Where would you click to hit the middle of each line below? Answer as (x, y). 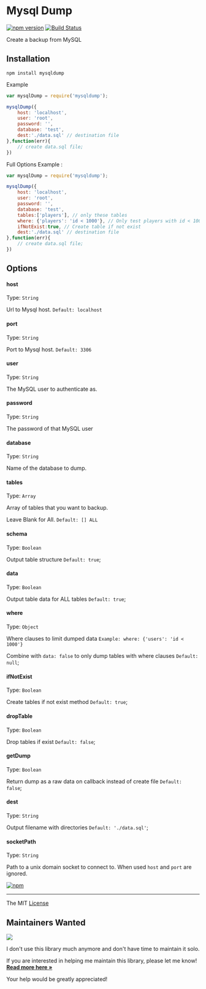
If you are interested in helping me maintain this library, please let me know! (102, 960)
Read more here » (29, 967)
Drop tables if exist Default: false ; (51, 741)
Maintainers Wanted (46, 922)
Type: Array (21, 496)
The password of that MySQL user (50, 429)
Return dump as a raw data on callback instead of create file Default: (94, 781)
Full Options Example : (35, 164)
